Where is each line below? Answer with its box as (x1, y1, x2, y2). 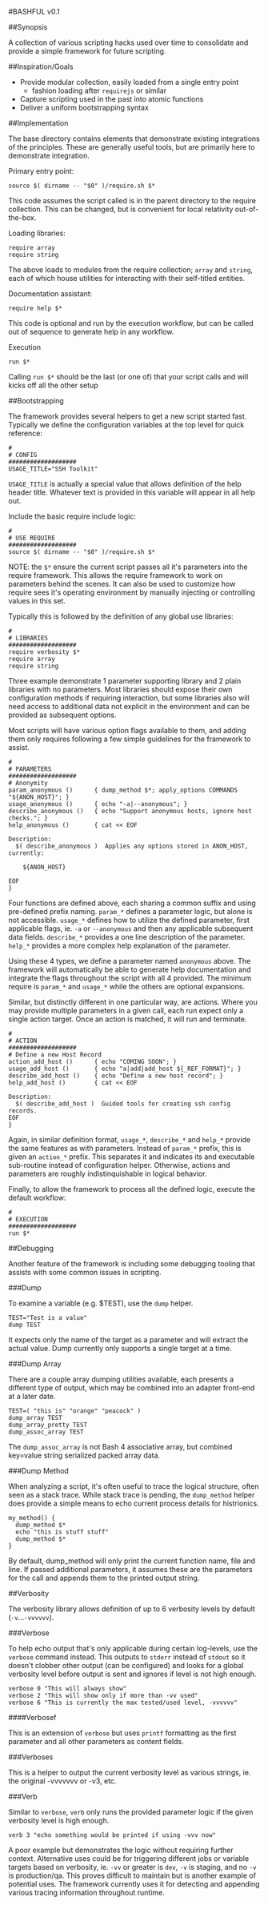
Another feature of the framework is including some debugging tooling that (8, 1259, 256, 1268)
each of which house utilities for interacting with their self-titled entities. (8, 274, 246, 283)
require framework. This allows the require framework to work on (8, 571, 223, 580)
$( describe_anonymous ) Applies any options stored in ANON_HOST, (15, 842, 249, 850)
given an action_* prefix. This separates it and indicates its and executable (8, 1152, 255, 1161)
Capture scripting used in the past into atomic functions (19, 94, 204, 103)
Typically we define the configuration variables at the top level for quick (8, 420, 245, 429)
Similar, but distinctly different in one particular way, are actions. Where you (8, 997, 258, 1007)
